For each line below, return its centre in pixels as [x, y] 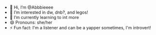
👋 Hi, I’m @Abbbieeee [31, 7]
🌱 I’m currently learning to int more [44, 17]
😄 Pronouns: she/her [31, 22]
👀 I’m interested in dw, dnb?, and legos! [49, 12]
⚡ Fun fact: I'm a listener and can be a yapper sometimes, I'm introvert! [80, 28]
